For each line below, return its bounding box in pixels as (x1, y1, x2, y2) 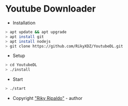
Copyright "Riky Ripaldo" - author (12, 95, 82, 101)
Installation (12, 20, 36, 26)
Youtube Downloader (5, 3, 96, 15)
